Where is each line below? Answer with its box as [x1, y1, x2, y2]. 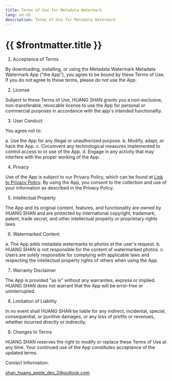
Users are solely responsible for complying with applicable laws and [5, 252, 150, 258]
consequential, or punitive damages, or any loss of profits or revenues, [5, 314, 155, 320]
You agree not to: [5, 128, 42, 134]
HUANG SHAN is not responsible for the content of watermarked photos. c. [5, 246, 164, 253]
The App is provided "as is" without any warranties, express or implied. [5, 277, 156, 283]
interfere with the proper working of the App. [5, 154, 100, 160]
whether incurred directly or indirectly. [5, 319, 87, 325]
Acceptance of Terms [12, 56, 59, 62]
